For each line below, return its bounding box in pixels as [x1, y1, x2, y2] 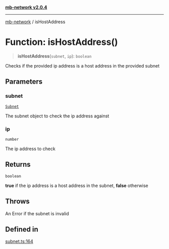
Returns [5, 160, 31, 169]
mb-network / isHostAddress [5, 19, 65, 25]
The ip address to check [5, 146, 56, 152]
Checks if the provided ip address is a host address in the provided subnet [5, 63, 160, 69]
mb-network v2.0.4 [5, 5, 47, 10]
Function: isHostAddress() [5, 36, 118, 48]
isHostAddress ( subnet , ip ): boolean [17, 53, 92, 59]
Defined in [5, 225, 39, 233]
